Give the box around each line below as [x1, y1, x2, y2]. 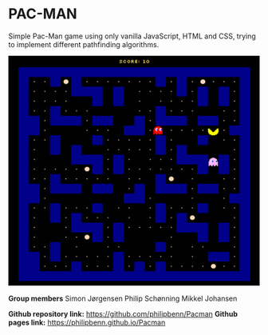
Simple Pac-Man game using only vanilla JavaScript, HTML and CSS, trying [8, 31, 257, 41]
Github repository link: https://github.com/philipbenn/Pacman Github [8, 309, 238, 319]
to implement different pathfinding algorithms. [8, 39, 160, 49]
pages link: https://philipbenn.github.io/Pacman [8, 317, 166, 328]
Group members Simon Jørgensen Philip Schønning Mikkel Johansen [8, 293, 238, 304]
